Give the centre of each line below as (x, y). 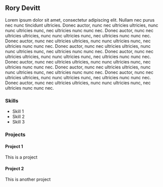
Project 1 (14, 146)
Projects (15, 135)
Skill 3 (18, 122)
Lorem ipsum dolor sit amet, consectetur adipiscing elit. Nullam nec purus (80, 20)
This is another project (28, 180)
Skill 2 (18, 117)
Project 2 (15, 168)
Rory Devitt (23, 8)
